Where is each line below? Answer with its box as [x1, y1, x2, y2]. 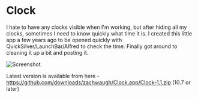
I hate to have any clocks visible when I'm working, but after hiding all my [6, 23, 187, 31]
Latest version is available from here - [6, 72, 100, 79]
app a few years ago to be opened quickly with [6, 36, 122, 43]
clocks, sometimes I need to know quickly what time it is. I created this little [6, 29, 193, 37]
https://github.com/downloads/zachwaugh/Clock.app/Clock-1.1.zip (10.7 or [6, 79, 191, 86]
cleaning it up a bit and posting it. [6, 49, 89, 56]
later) [6, 85, 20, 92]
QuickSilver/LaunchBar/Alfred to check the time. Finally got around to [6, 43, 178, 50]
